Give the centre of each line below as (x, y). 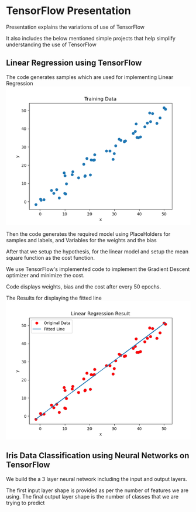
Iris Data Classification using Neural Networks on (98, 456)
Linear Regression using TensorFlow (74, 63)
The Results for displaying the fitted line (54, 298)
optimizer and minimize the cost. (45, 275)
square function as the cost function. (51, 257)
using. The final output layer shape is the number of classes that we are (92, 496)
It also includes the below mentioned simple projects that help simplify (91, 38)
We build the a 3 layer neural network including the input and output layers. (97, 479)
